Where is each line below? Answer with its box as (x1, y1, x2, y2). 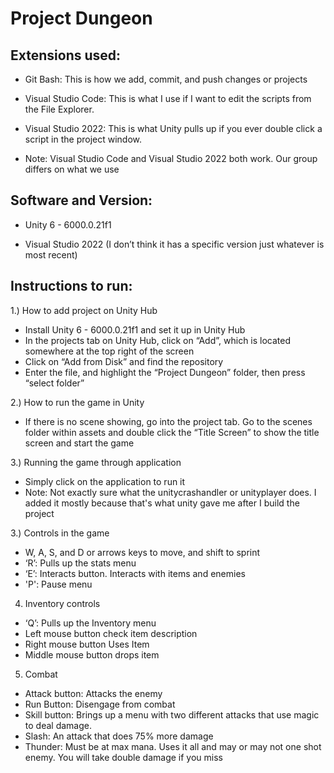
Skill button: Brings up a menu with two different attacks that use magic (24, 708, 320, 721)
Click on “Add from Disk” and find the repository (24, 355, 224, 367)
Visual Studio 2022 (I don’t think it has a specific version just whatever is (24, 238, 325, 250)
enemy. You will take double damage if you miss (24, 751, 223, 763)
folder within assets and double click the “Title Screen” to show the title (24, 426, 320, 438)
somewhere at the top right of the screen (24, 345, 195, 357)
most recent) (24, 248, 78, 261)
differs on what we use (24, 163, 120, 175)
